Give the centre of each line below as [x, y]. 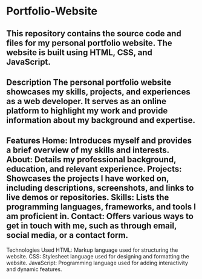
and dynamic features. [34, 269]
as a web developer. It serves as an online [86, 101]
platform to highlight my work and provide [87, 110]
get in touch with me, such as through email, [92, 226]
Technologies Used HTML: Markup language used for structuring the [92, 250]
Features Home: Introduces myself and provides [99, 141]
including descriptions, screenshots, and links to [100, 188]
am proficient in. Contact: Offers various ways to [100, 216]
